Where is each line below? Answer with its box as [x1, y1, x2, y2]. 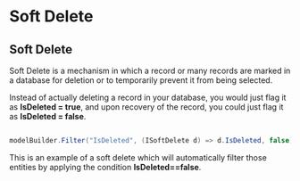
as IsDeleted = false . [9, 111, 87, 121]
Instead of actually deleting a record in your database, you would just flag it [9, 92, 287, 103]
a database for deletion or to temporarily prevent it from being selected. [9, 75, 273, 86]
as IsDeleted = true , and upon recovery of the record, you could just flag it [9, 102, 284, 112]
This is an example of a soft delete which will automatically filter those [9, 152, 268, 162]
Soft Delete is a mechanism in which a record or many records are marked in [9, 65, 291, 76]
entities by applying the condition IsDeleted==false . [9, 161, 202, 172]
